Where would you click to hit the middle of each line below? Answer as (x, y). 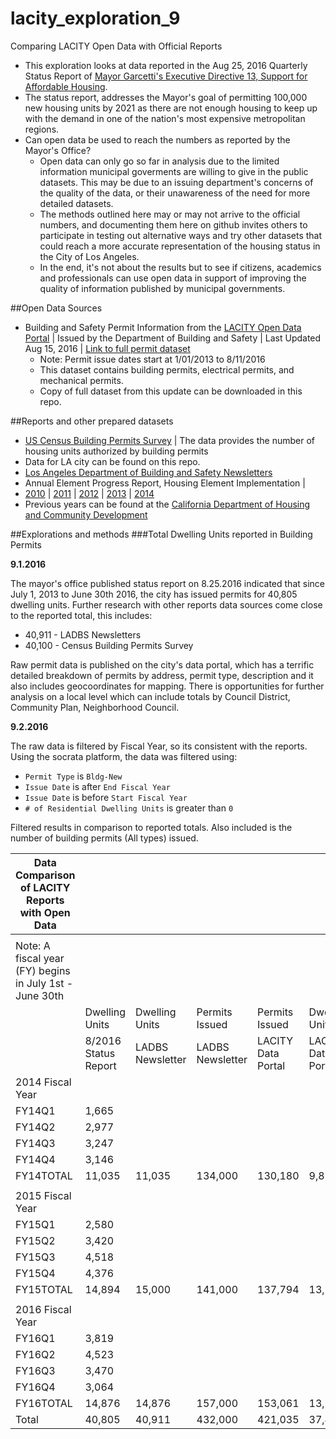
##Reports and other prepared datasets (92, 421)
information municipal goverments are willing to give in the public (174, 171)
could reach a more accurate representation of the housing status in (180, 246)
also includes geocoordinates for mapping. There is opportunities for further (167, 686)
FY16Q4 (35, 1387)
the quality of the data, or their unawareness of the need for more (175, 193)
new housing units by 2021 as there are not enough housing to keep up (171, 108)
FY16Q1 (35, 1338)
